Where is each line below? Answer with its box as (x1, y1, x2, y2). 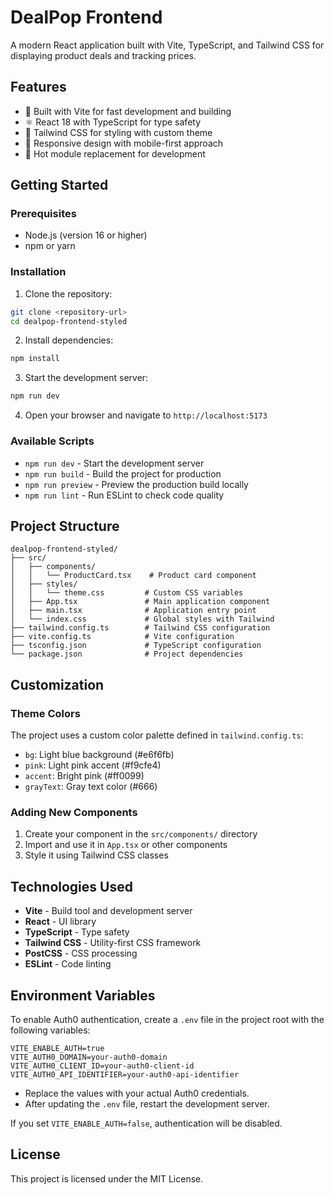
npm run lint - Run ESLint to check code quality (24, 489, 225, 501)
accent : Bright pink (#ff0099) (24, 770, 145, 782)
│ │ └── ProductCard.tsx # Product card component (10, 571, 257, 581)
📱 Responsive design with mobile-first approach (24, 137, 224, 149)
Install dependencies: (24, 334, 114, 346)
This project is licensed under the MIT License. (10, 1172, 204, 1185)
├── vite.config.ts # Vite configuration (10, 632, 235, 642)
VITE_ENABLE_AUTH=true (10, 1043, 105, 1053)
